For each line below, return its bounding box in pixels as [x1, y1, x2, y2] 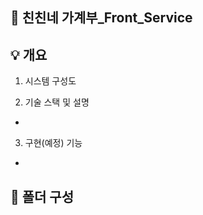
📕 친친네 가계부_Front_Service [10, 9, 193, 27]
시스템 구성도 [24, 75, 77, 87]
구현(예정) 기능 [24, 137, 83, 149]
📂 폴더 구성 [10, 188, 75, 205]
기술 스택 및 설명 [24, 96, 90, 108]
